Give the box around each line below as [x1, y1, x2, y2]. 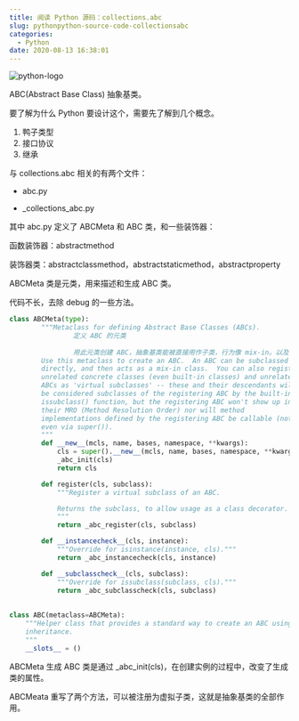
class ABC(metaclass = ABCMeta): [9, 611, 125, 620]
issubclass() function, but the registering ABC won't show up [41, 397, 280, 406]
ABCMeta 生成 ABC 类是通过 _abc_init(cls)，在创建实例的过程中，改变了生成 [9, 660, 289, 672]
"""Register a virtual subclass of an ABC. [56, 488, 221, 497]
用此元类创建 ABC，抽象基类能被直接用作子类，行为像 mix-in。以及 [72, 348, 289, 357]
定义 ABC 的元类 [72, 331, 126, 340]
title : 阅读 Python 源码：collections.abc [9, 12, 163, 22]
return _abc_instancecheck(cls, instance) [56, 553, 217, 562]
